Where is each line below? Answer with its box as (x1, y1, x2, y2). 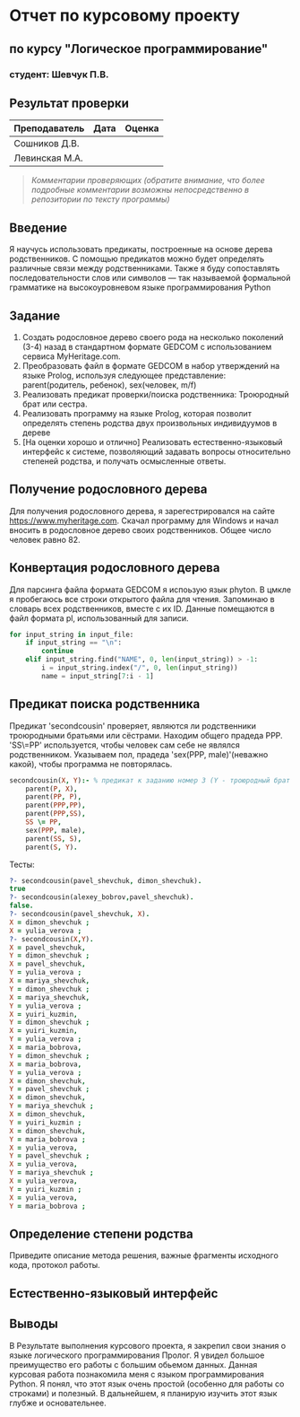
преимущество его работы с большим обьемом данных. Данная (9, 1359, 258, 1369)
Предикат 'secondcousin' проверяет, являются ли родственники (9, 720, 257, 731)
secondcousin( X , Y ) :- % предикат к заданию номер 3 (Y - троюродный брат (9, 775, 291, 785)
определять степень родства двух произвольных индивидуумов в (21, 417, 278, 428)
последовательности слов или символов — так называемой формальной (9, 273, 291, 284)
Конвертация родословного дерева (9, 560, 220, 575)
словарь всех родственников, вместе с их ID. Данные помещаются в (9, 603, 275, 614)
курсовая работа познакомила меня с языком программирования (9, 1369, 264, 1379)
